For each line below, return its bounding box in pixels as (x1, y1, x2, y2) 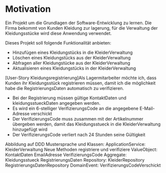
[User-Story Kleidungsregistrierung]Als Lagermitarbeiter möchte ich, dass (5, 75, 157, 81)
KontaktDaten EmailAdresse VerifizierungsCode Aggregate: (5, 152, 127, 158)
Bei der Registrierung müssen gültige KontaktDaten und (12, 95, 127, 101)
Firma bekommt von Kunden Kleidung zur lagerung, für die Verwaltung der (5, 25, 158, 31)
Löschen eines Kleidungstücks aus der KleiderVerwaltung (12, 54, 131, 60)
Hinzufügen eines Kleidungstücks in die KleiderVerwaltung (12, 49, 133, 55)
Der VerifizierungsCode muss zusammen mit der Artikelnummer (12, 116, 144, 122)
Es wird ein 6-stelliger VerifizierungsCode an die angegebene (12, 105, 139, 111)
